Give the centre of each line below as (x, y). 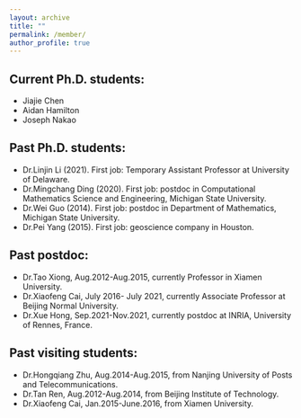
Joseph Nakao (49, 120)
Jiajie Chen (43, 101)
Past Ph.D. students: (67, 148)
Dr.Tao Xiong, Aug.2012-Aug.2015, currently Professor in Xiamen (142, 277)
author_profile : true (50, 43)
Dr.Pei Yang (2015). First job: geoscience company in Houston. (138, 227)
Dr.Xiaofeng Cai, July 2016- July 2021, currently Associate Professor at (154, 296)
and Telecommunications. (70, 384)
